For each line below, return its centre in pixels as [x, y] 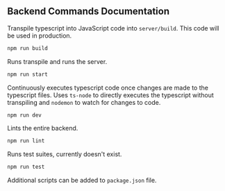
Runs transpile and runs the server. [57, 61]
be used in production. [40, 35]
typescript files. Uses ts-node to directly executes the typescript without [110, 95]
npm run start [28, 74]
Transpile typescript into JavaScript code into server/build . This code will [113, 28]
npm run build [28, 48]
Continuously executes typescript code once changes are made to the [108, 88]
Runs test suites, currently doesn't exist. [65, 154]
